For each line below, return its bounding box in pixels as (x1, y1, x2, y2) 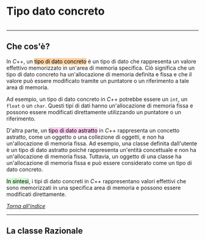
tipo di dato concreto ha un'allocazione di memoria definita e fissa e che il (6, 70, 192, 78)
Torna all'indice (6, 202, 46, 209)
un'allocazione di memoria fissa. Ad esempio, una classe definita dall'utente (6, 139, 197, 147)
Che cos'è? (6, 42, 50, 52)
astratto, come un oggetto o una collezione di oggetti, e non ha (6, 133, 165, 140)
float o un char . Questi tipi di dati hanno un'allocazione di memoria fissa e (6, 102, 193, 109)
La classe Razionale (6, 226, 84, 236)
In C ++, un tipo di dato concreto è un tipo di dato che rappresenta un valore (6, 57, 196, 65)
